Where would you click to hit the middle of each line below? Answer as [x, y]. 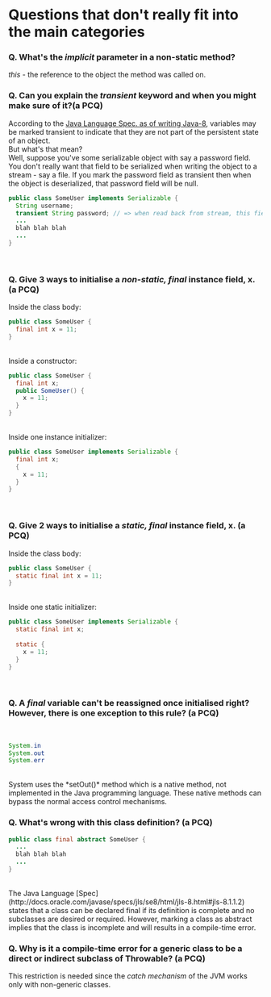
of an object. [29, 140]
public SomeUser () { [50, 390]
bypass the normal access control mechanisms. [88, 802]
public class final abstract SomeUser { [77, 839]
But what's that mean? [46, 149]
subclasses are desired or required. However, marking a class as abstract [130, 919]
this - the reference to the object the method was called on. [107, 75]
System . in [25, 745]
